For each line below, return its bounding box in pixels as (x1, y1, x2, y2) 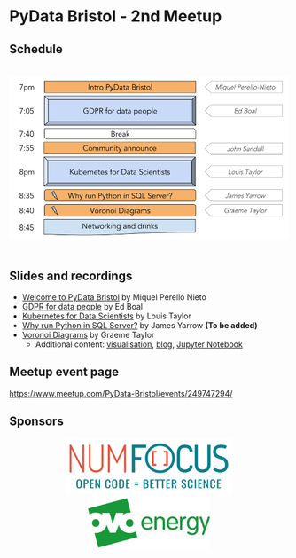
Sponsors (9, 414, 64, 429)
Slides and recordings (9, 268, 133, 283)
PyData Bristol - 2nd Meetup (9, 6, 222, 27)
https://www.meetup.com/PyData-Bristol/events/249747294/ (9, 388, 233, 398)
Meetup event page (9, 365, 120, 380)
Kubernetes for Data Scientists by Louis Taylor (21, 310, 192, 321)
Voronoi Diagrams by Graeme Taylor (21, 329, 155, 340)
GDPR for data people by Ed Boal (21, 301, 144, 311)
